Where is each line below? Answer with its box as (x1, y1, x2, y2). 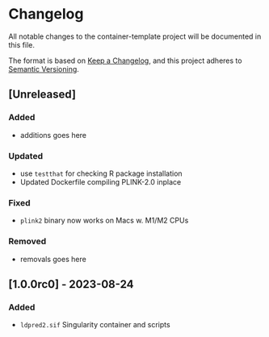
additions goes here (19, 130, 87, 139)
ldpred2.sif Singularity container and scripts (19, 320, 171, 330)
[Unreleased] (8, 88, 77, 102)
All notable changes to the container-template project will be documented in (8, 31, 262, 41)
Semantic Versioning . (8, 64, 79, 73)
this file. (8, 40, 35, 49)
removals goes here (19, 254, 86, 264)
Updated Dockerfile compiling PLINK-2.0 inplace (19, 177, 182, 186)
